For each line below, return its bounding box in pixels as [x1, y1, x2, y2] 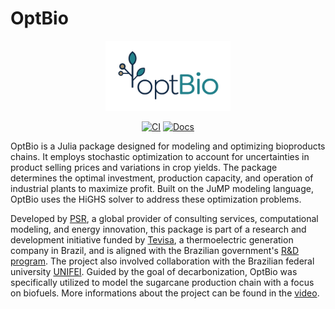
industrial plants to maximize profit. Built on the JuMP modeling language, [10, 183, 314, 195]
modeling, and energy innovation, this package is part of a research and [10, 223, 307, 236]
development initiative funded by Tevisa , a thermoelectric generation [10, 234, 294, 246]
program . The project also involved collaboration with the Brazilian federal [10, 255, 315, 267]
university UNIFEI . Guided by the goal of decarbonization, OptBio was [10, 266, 298, 278]
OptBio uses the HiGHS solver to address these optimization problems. [10, 193, 302, 206]
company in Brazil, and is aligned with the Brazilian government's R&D [10, 245, 300, 257]
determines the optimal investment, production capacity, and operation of [10, 172, 314, 184]
